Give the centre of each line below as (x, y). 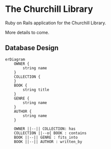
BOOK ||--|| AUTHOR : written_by (48, 142)
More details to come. (27, 32)
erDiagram (15, 59)
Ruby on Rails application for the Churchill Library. (56, 23)
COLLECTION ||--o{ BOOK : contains (50, 133)
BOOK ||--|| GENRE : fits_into (46, 137)
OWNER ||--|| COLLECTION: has (45, 129)
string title (36, 90)
